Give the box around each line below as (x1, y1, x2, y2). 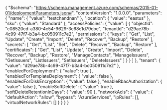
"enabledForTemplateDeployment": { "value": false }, (5, 73, 114, 79)
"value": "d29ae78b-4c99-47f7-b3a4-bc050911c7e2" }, (5, 62, 121, 68)
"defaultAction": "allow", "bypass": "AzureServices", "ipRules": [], (5, 94, 140, 100)
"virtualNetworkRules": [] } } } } (5, 100, 69, 105)
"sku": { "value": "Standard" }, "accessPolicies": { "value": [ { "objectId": (5, 20, 154, 26)
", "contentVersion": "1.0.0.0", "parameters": (71, 10, 162, 16)
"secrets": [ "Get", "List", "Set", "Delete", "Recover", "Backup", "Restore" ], (5, 42, 158, 47)
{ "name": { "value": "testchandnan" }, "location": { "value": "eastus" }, (5, 15, 151, 21)
